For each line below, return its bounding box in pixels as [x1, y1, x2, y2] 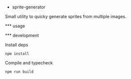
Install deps [5, 42, 28, 48]
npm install [5, 51, 29, 56]
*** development [5, 33, 39, 38]
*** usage [5, 23, 25, 29]
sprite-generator [12, 4, 46, 10]
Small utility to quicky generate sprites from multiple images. [5, 14, 127, 19]
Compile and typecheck [5, 60, 53, 65]
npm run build [5, 69, 34, 74]
